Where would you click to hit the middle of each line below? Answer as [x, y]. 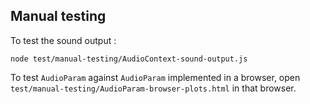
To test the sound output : [63, 40]
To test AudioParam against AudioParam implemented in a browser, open [155, 77]
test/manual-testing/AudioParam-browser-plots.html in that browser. [153, 88]
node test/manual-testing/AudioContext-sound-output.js [129, 59]
